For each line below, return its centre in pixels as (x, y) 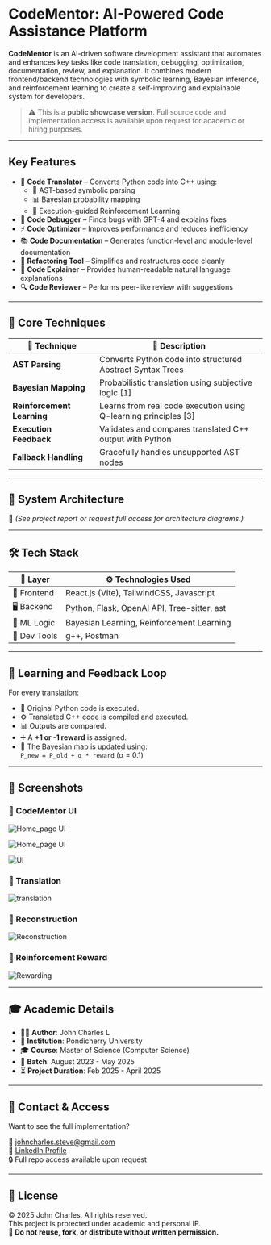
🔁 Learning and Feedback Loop (88, 673)
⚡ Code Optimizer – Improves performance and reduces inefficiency (134, 228)
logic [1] (116, 392)
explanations (41, 278)
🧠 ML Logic (34, 623)
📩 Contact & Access (59, 1107)
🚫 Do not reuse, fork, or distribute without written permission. (114, 1232)
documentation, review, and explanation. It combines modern (110, 70)
